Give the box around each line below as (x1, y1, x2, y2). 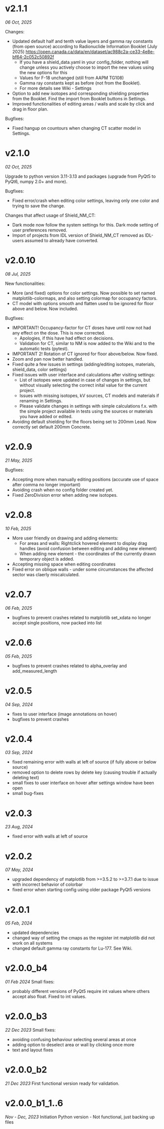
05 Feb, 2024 (5, 920, 33, 926)
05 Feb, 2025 (5, 653, 32, 659)
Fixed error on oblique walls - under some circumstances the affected (12, 566, 153, 572)
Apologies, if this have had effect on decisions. (19, 335, 114, 341)
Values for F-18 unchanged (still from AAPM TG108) (19, 75, 124, 81)
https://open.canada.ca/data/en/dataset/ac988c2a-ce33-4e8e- (25, 49, 155, 55)
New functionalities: (5, 281, 46, 286)
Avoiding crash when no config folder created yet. (12, 487, 114, 493)
